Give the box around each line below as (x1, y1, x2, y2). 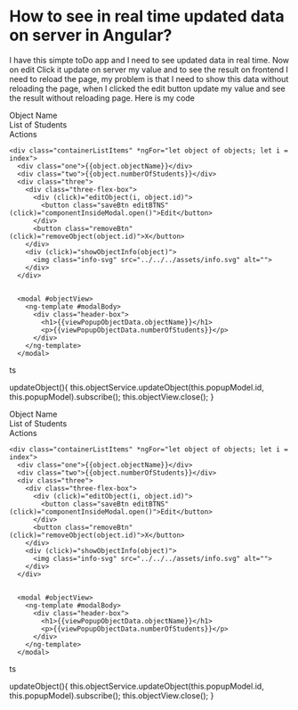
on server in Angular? (9, 25, 173, 45)
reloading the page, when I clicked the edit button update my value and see (9, 83, 286, 94)
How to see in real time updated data (9, 6, 285, 27)
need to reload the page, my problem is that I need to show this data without (9, 73, 289, 84)
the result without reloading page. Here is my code (9, 92, 196, 103)
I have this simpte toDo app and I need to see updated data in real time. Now (9, 54, 290, 65)
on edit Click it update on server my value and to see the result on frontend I (9, 64, 289, 75)
